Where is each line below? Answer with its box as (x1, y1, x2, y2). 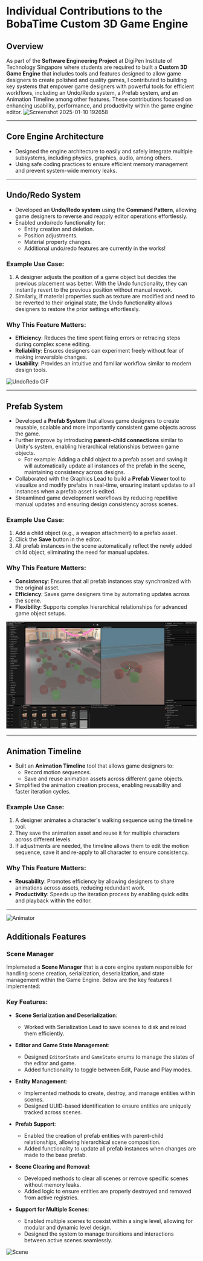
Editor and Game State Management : (14, 1041, 110, 1048)
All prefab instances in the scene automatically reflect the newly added (14, 542, 192, 550)
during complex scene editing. (14, 341, 91, 348)
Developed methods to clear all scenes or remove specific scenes (24, 1175, 188, 1182)
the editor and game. (24, 1059, 77, 1067)
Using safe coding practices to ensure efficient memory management (14, 160, 188, 167)
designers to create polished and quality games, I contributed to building (6, 77, 187, 83)
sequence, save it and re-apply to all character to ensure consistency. (14, 849, 189, 856)
